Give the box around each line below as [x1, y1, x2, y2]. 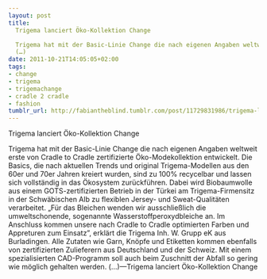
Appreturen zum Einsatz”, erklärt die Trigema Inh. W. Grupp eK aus [8, 228, 226, 238]
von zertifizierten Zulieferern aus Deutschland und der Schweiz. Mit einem [8, 245, 252, 254]
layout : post [8, 11, 52, 20]
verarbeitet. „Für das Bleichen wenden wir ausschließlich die [8, 203, 207, 212]
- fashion [8, 100, 41, 108]
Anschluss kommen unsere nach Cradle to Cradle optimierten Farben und [8, 220, 250, 230]
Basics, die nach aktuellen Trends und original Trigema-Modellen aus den [8, 161, 250, 170]
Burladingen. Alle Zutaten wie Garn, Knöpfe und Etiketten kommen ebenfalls [8, 237, 257, 247]
